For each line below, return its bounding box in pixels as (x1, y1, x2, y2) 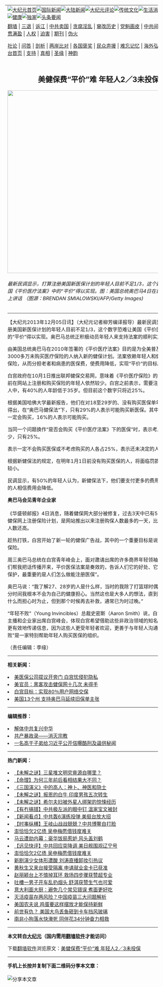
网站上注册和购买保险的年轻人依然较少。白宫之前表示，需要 (17, 380, 154, 387)
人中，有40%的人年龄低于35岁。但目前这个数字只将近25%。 (7, 387, 148, 394)
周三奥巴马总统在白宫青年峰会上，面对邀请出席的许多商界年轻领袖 (7, 557, 159, 563)
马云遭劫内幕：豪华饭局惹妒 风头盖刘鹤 (14, 835, 103, 842)
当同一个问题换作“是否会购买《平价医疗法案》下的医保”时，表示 (7, 426, 153, 433)
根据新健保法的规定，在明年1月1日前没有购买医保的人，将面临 (7, 458, 150, 464)
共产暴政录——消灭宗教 (14, 733, 68, 739)
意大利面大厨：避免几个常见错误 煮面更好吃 (14, 887, 113, 893)
